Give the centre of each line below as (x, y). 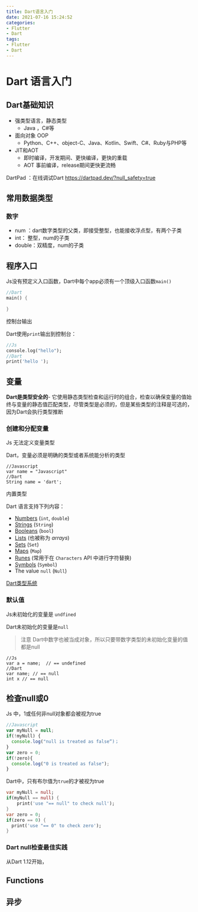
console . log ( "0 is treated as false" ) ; (61, 764)
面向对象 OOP (32, 135)
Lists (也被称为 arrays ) (42, 538)
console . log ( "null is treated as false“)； (65, 742)
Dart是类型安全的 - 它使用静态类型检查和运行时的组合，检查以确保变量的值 (96, 397)
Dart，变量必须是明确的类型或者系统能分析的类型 (66, 455)
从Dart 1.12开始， (27, 862)
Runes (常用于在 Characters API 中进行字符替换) (73, 558)
